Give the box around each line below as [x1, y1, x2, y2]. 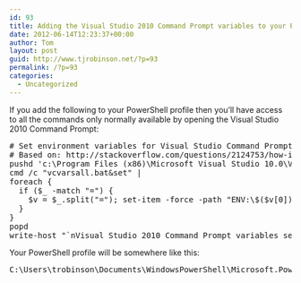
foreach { [9, 176, 52, 186]
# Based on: [9, 150, 62, 159]
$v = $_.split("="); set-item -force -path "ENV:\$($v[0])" [28, 194, 298, 204]
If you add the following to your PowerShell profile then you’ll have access [9, 104, 283, 115]
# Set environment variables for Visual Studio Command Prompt [9, 141, 293, 150]
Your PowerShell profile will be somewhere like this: [9, 247, 200, 258]
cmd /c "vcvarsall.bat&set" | [9, 167, 142, 177]
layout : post [9, 47, 58, 56]
